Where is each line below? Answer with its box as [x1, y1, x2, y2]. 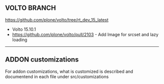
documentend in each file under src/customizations [5, 73, 109, 80]
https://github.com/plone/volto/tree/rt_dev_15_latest [5, 17, 109, 22]
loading [12, 37, 28, 42]
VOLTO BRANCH [5, 4, 56, 12]
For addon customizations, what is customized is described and [5, 68, 133, 74]
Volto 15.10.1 [12, 26, 36, 32]
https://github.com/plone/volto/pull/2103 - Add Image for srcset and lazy [12, 31, 159, 37]
